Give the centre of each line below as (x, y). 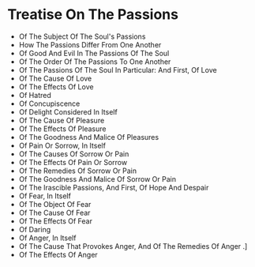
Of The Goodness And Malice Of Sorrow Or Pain (97, 179)
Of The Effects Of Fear (55, 221)
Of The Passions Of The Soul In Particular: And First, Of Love (118, 70)
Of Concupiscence (49, 103)
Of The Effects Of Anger (58, 254)
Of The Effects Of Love (56, 86)
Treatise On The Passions (93, 15)
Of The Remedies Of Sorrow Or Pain (78, 171)
